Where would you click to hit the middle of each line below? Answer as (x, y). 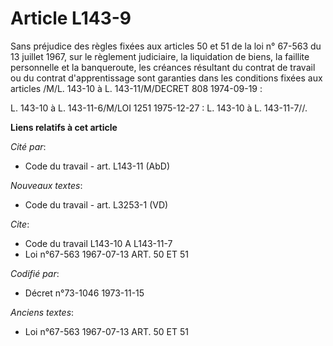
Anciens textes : (42, 312)
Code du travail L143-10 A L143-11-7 (98, 243)
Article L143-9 (71, 18)
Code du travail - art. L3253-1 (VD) (96, 204)
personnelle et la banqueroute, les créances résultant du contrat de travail (163, 67)
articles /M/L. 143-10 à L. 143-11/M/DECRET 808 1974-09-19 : (136, 88)
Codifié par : (35, 273)
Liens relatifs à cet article (64, 127)
